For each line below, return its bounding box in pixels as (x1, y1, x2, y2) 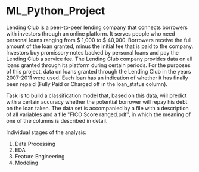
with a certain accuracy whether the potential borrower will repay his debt (6, 98, 188, 105)
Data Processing (14, 140, 55, 147)
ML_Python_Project (6, 4, 105, 18)
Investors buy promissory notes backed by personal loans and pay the (6, 49, 179, 56)
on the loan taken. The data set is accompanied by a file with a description (6, 104, 189, 112)
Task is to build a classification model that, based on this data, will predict (6, 92, 187, 99)
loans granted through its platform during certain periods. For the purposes (6, 61, 191, 69)
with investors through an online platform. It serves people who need (6, 30, 175, 37)
